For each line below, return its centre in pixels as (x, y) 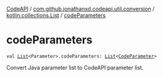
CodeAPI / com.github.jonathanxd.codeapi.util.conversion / (81, 9)
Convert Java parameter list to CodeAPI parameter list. (75, 67)
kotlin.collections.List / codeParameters (56, 15)
